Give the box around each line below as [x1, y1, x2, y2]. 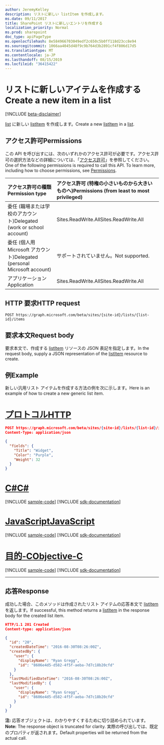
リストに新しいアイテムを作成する [5, 84, 142, 95]
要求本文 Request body [5, 331, 74, 340]
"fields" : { [9, 443, 34, 448]
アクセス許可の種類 [7, 184, 52, 191]
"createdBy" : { [9, 649, 41, 654]
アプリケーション [7, 275, 47, 281]
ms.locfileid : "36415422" [5, 62, 58, 66]
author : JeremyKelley [5, 7, 49, 12]
